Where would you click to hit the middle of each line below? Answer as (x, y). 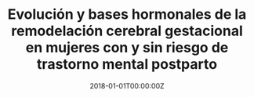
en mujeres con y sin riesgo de (127, 48)
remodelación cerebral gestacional (127, 31)
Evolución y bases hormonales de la (127, 14)
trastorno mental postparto (127, 65)
